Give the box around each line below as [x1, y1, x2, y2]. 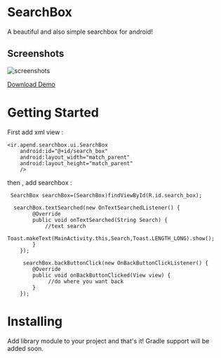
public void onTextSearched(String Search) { [32, 216, 168, 223]
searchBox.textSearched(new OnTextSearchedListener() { [13, 204, 180, 211]
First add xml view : [7, 128, 64, 136]
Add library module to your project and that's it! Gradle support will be [7, 336, 210, 345]
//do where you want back [48, 278, 124, 285]
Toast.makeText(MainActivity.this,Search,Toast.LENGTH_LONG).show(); [7, 234, 215, 242]
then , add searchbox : [7, 178, 72, 187]
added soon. [7, 344, 44, 352]
